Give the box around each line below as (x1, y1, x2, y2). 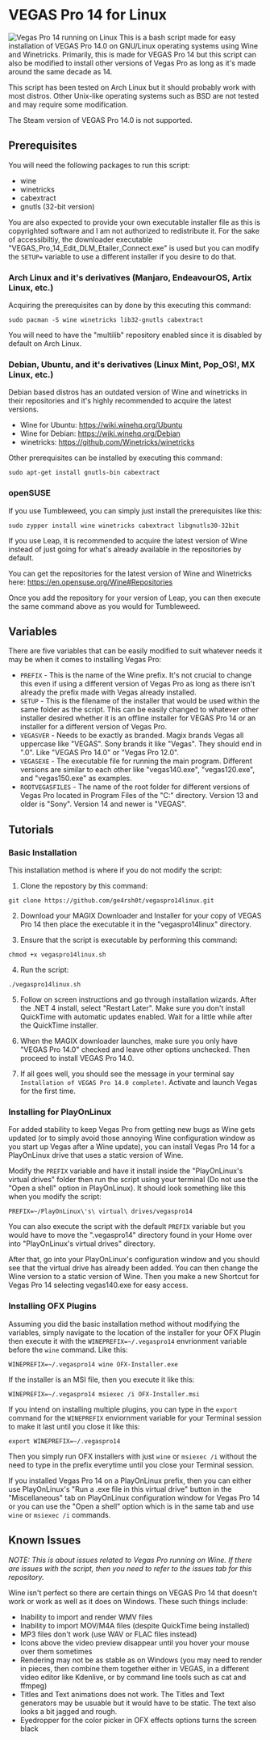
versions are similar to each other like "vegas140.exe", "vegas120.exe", (19, 765, 255, 775)
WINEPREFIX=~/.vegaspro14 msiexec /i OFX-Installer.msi (8, 1390, 200, 1398)
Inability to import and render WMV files (19, 1611, 153, 1622)
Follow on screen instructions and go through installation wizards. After (19, 995, 257, 1004)
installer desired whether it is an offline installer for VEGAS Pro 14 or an (19, 713, 256, 723)
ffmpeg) (19, 1680, 48, 1691)
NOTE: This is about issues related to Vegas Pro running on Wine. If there (8, 1555, 252, 1565)
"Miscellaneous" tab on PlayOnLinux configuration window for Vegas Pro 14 (8, 1493, 260, 1502)
